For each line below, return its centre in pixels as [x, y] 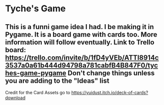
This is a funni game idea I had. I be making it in [80, 27]
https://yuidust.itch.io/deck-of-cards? [110, 92]
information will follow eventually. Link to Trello [80, 42]
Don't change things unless [111, 73]
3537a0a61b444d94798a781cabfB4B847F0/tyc [82, 65]
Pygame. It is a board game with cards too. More [81, 34]
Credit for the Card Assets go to [38, 92]
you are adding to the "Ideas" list [57, 81]
